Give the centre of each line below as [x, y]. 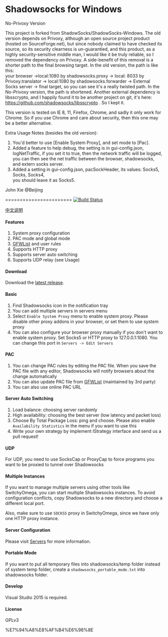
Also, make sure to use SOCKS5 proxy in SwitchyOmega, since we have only [82, 513]
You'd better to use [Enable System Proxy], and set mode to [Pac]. [81, 143]
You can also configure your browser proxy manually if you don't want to [88, 332]
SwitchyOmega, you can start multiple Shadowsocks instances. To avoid [80, 493]
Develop [14, 586]
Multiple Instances [25, 476]
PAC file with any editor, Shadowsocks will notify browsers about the [83, 371]
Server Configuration [28, 530]
